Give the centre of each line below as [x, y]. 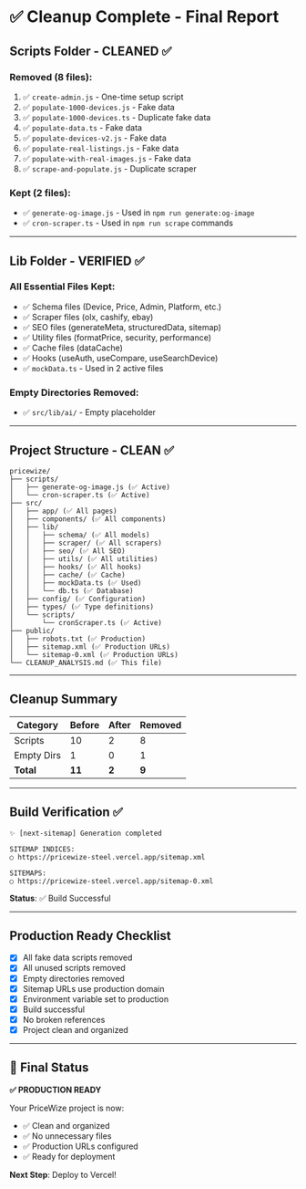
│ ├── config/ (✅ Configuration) [78, 599]
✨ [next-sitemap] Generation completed [86, 833]
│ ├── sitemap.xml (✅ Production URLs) [90, 647]
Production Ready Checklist [90, 936]
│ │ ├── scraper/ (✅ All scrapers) [86, 543]
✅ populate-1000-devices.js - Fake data [98, 107]
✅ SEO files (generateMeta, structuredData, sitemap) [122, 327]
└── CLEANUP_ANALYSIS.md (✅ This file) [86, 662]
